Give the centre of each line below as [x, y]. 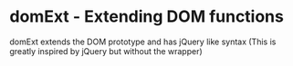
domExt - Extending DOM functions [147, 17]
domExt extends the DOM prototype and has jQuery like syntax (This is [143, 42]
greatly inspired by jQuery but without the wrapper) [106, 51]
